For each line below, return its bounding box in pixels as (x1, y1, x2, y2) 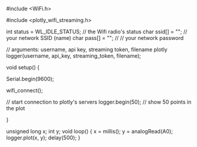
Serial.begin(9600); (6, 76, 54, 82)
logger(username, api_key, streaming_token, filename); (6, 52, 141, 59)
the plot (6, 105, 25, 112)
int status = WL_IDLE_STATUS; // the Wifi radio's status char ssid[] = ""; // (6, 28, 187, 35)
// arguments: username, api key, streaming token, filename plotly (6, 46, 168, 53)
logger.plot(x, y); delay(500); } (6, 134, 81, 141)
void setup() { (6, 64, 40, 71)
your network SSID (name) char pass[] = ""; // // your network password (6, 35, 184, 41)
